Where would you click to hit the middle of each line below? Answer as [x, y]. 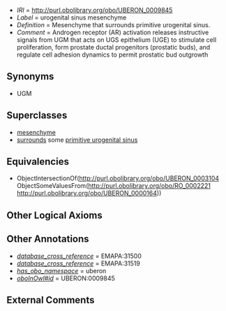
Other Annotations [48, 239]
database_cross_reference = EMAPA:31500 [79, 256]
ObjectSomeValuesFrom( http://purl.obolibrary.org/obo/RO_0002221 [113, 186]
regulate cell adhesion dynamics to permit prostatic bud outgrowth [112, 55]
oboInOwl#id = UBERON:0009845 [66, 278]
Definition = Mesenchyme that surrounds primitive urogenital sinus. [113, 25]
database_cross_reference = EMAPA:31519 [78, 263]
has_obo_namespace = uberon [61, 270]
